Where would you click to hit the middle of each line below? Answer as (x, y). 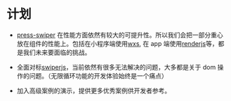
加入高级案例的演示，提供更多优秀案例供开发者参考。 (94, 91)
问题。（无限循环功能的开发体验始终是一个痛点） (98, 76)
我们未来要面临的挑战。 (57, 52)
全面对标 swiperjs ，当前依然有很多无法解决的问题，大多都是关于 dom (116, 67)
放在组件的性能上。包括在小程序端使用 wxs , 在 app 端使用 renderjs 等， (117, 43)
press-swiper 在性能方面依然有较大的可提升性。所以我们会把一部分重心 (120, 35)
